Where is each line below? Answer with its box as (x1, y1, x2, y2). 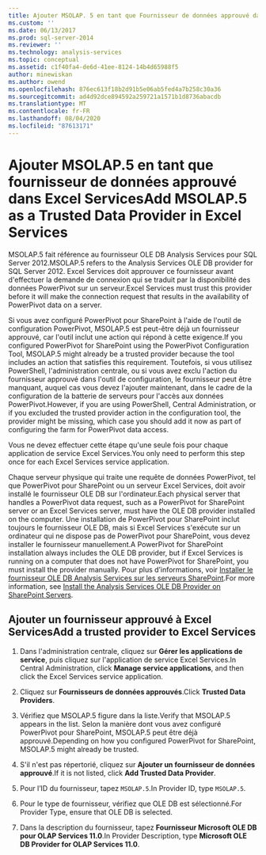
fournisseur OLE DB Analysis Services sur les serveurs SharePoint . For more (8, 573, 256, 583)
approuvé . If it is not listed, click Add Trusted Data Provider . (19, 768, 216, 777)
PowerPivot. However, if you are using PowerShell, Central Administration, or (8, 399, 256, 408)
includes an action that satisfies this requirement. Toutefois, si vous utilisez (8, 357, 253, 367)
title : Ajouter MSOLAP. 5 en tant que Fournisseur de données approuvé (8, 11, 249, 20)
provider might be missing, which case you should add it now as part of (8, 416, 241, 426)
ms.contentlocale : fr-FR (8, 108, 90, 116)
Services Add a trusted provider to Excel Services (8, 625, 256, 639)
